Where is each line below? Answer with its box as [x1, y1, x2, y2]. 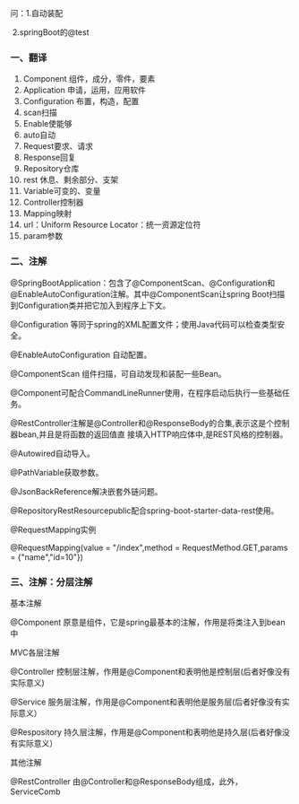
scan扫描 [22, 107, 57, 118]
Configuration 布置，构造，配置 [22, 96, 140, 107]
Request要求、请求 [22, 141, 93, 152]
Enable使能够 [22, 118, 73, 129]
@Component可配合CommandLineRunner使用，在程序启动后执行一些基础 [10, 387, 283, 398]
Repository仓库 [22, 163, 80, 174]
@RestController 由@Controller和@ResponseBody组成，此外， [10, 775, 243, 787]
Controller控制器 [22, 197, 84, 208]
